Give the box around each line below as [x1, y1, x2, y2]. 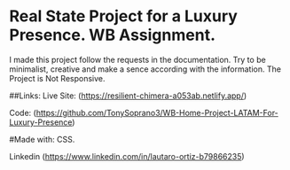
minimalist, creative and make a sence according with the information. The [9, 64, 282, 74]
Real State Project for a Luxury [9, 6, 238, 27]
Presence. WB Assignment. [9, 25, 216, 45]
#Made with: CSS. [9, 134, 75, 144]
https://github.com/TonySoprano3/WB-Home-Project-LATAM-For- [35, 107, 279, 118]
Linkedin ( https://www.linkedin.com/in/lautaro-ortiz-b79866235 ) [9, 151, 246, 161]
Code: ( [9, 107, 37, 118]
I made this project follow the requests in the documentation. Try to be [9, 54, 266, 65]
